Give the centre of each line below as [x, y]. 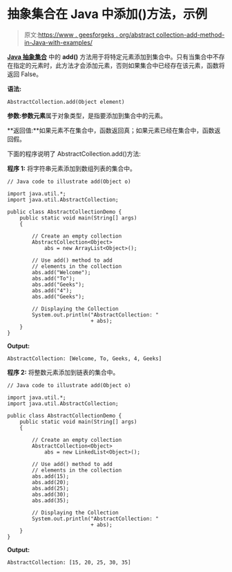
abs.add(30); [51, 494]
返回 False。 [25, 74]
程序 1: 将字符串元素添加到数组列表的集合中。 [71, 168]
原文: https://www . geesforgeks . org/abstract [89, 35]
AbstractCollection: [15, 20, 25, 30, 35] [69, 562]
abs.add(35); [51, 500]
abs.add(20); [51, 482]
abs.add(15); [51, 476]
